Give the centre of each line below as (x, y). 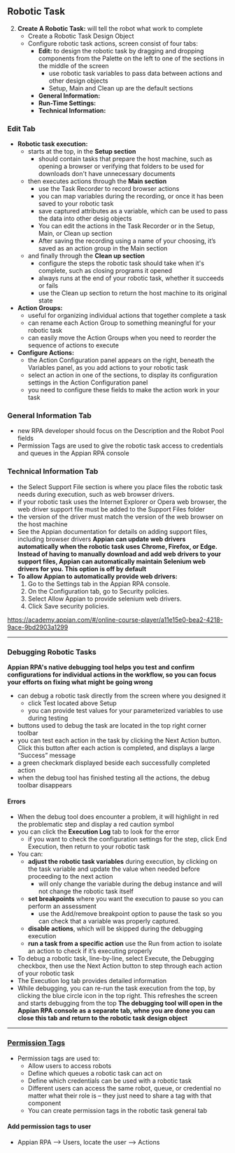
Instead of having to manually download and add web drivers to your (119, 554)
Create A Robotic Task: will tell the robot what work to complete (110, 28)
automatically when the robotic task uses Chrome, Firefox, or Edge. (117, 546)
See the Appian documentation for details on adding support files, (112, 531)
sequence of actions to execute (73, 345)
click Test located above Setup (72, 703)
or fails (48, 286)
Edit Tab (22, 128)
